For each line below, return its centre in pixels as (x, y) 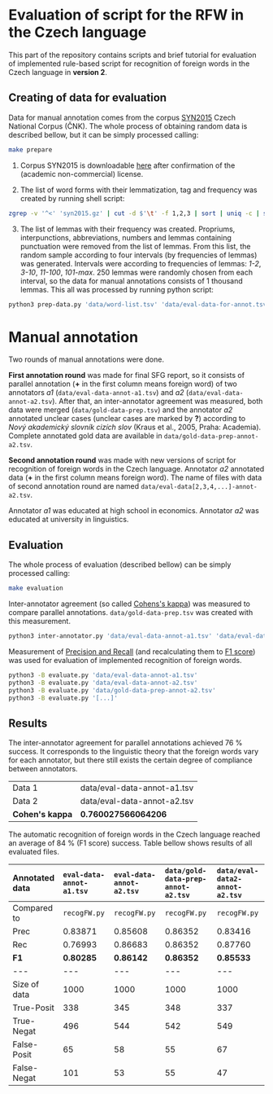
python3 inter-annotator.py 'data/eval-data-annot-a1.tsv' (110, 636)
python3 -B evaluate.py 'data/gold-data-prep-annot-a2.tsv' (113, 690)
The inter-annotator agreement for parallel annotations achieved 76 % (126, 743)
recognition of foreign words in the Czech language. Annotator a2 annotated (136, 469)
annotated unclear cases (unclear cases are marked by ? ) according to (127, 419)
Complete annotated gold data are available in (85, 436)
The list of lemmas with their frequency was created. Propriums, (128, 229)
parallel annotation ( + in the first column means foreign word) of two (123, 384)
